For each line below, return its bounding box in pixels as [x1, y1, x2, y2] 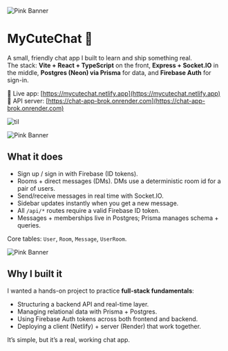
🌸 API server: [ [7, 96, 48, 105]
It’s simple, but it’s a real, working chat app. [7, 335, 130, 343]
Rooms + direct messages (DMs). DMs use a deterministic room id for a [17, 177, 221, 185]
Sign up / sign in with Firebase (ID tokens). [17, 169, 138, 178]
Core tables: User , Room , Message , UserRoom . [7, 234, 127, 243]
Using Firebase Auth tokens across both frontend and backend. [17, 314, 198, 323]
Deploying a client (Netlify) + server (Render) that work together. [17, 322, 202, 330]
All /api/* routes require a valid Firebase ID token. [17, 206, 160, 214]
